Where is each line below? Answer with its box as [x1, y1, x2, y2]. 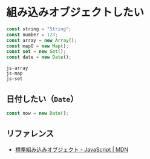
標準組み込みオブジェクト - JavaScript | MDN [15, 146, 129, 153]
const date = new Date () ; [6, 54, 71, 61]
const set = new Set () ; [6, 49, 67, 55]
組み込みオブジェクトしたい [6, 5, 145, 19]
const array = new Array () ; [6, 37, 77, 43]
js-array [6, 65, 28, 72]
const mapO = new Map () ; [6, 43, 69, 49]
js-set [6, 76, 23, 82]
